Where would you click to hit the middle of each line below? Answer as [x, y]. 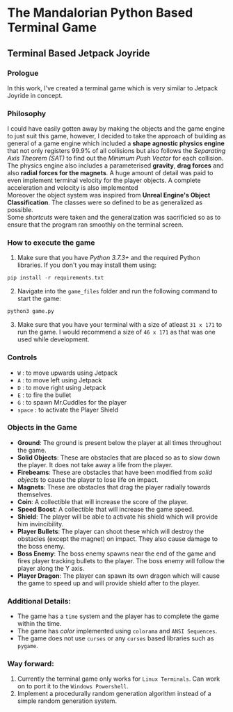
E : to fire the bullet [44, 395]
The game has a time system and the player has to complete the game [118, 616]
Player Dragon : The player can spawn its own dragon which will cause [119, 576]
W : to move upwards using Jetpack [67, 373]
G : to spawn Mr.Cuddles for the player [72, 402]
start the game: [39, 299]
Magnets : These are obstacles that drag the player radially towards [114, 487]
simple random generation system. [67, 701]
